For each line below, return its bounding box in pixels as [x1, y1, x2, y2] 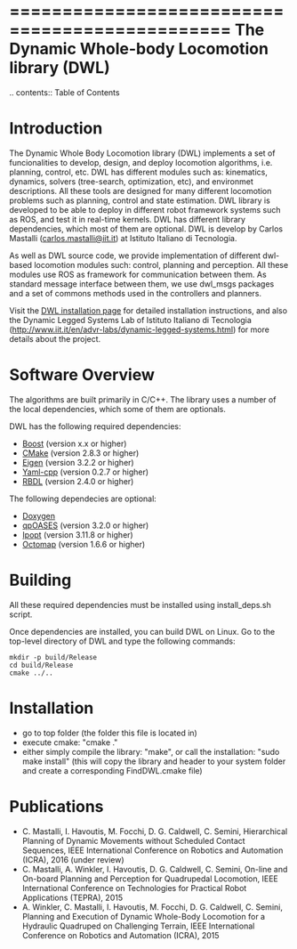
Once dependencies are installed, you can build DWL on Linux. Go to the [9, 626, 276, 637]
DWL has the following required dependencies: [9, 420, 181, 432]
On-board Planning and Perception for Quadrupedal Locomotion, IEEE [21, 873, 278, 884]
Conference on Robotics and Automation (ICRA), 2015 [21, 929, 220, 940]
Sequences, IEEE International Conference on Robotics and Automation [21, 845, 284, 856]
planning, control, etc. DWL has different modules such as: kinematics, [9, 166, 269, 177]
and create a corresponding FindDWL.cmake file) [21, 765, 203, 775]
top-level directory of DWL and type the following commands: [9, 636, 236, 646]
